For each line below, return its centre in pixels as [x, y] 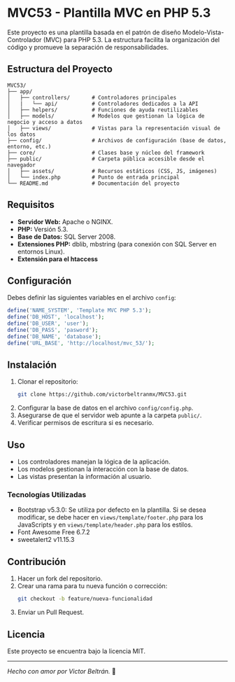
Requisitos [31, 205]
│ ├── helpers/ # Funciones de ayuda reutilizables [103, 110]
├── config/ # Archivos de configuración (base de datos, [117, 140]
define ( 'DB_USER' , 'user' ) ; [48, 323]
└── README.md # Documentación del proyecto [93, 183]
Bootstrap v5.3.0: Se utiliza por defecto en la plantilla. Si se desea [112, 510]
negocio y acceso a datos [45, 122]
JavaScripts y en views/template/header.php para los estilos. [105, 525]
